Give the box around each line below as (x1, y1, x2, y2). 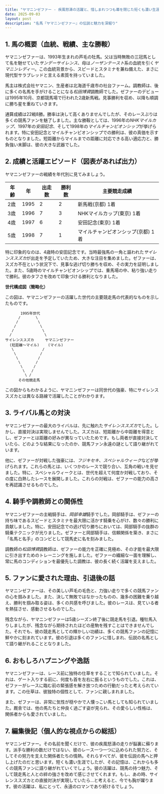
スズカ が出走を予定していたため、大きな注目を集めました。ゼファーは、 (13, 255, 159, 261)
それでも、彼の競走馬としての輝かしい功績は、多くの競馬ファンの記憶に (13, 629, 159, 634)
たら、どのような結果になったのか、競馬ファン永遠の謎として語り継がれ (9, 441, 155, 447)
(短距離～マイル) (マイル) (9, 343, 63, 347)
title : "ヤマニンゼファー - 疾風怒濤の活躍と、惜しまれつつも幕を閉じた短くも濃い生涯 (5, 7, 160, 12)
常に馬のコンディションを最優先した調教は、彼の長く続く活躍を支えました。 (5, 558, 159, 564)
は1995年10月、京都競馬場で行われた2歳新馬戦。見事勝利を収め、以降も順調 (5, 95, 159, 101)
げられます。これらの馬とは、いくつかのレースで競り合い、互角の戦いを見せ (5, 463, 159, 469)
